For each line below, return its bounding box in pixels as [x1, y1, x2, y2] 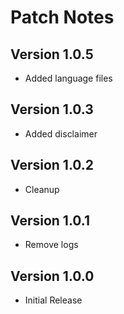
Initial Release [24, 294, 83, 306]
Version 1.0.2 [10, 157, 95, 174]
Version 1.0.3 [10, 101, 94, 118]
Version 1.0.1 [10, 212, 91, 230]
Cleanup [24, 183, 60, 195]
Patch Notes [10, 6, 115, 29]
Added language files [24, 72, 113, 84]
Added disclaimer [24, 127, 98, 140]
